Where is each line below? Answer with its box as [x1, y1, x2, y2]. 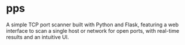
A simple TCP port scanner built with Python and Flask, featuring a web [6, 21, 179, 28]
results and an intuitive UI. [6, 33, 69, 40]
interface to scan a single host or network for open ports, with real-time [6, 27, 180, 34]
